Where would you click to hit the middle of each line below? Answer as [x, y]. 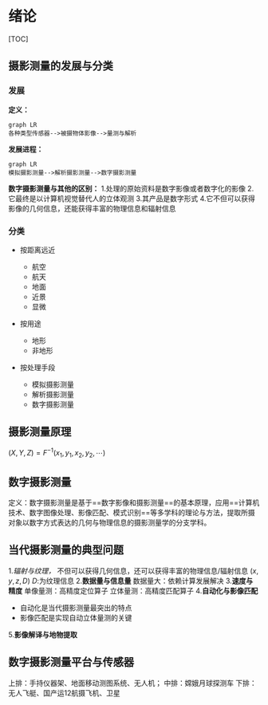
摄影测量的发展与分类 [61, 66]
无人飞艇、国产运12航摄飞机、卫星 [65, 693]
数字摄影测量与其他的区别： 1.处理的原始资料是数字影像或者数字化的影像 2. [131, 188]
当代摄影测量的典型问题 [66, 550]
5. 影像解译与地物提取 [43, 634]
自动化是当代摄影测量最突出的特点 [76, 608]
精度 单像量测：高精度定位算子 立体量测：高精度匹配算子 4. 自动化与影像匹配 [133, 590]
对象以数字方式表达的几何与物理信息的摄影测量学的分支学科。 [110, 522]
